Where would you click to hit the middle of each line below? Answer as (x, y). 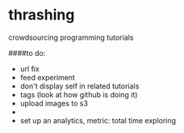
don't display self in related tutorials (79, 86)
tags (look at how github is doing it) (79, 94)
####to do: (27, 53)
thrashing (42, 15)
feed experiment (47, 77)
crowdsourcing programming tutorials (71, 37)
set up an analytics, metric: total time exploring (98, 120)
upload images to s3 (54, 103)
